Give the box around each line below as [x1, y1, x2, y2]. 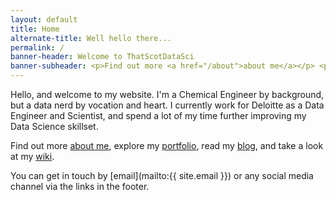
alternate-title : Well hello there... [10, 33, 172, 43]
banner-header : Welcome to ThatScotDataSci [10, 52, 195, 62]
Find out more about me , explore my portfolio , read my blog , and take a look [10, 140, 324, 151]
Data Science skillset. [10, 121, 99, 132]
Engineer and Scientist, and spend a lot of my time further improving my [10, 110, 307, 121]
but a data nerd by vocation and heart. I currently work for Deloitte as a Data [10, 99, 325, 111]
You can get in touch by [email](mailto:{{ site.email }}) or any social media [10, 170, 314, 181]
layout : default [10, 14, 78, 25]
